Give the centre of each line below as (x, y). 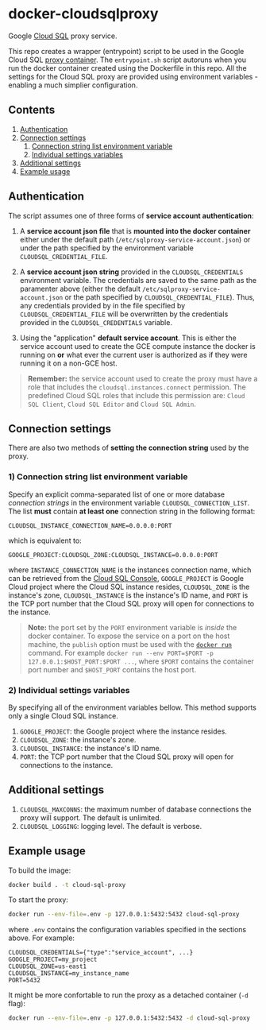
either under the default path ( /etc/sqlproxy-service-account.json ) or (135, 239)
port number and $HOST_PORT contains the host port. (112, 669)
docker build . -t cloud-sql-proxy (67, 885)
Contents (32, 110)
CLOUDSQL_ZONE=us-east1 (48, 966)
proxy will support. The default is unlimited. (91, 817)
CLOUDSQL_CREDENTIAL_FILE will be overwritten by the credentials (124, 314)
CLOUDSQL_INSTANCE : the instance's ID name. (91, 748)
